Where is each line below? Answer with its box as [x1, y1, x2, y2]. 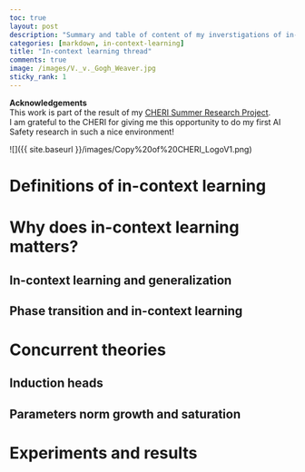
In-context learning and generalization [9, 272, 232, 288]
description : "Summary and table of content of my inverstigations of [9, 30, 282, 39]
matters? [9, 237, 79, 257]
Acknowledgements [9, 97, 88, 108]
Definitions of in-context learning [9, 175, 266, 196]
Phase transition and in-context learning [9, 303, 243, 319]
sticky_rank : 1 [9, 73, 67, 82]
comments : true [9, 55, 67, 64]
